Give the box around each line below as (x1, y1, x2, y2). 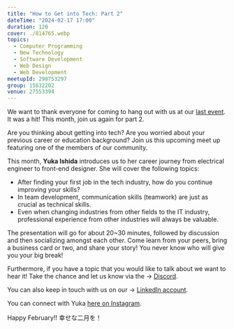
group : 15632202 (7, 82, 54, 89)
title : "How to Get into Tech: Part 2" (7, 10, 124, 17)
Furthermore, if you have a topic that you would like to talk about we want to (7, 265, 226, 273)
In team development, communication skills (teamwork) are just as (17, 193, 209, 202)
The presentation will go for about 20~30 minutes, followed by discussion (7, 229, 220, 237)
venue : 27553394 (7, 88, 54, 95)
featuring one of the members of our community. (7, 143, 148, 152)
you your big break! (7, 251, 64, 260)
